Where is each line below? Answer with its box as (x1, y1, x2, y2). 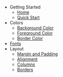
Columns (17, 61, 35, 67)
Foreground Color (17, 30, 53, 36)
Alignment (17, 56, 38, 62)
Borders (17, 67, 33, 73)
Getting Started (9, 4, 41, 10)
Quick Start (17, 15, 40, 20)
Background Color (17, 25, 54, 31)
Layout (9, 46, 24, 51)
